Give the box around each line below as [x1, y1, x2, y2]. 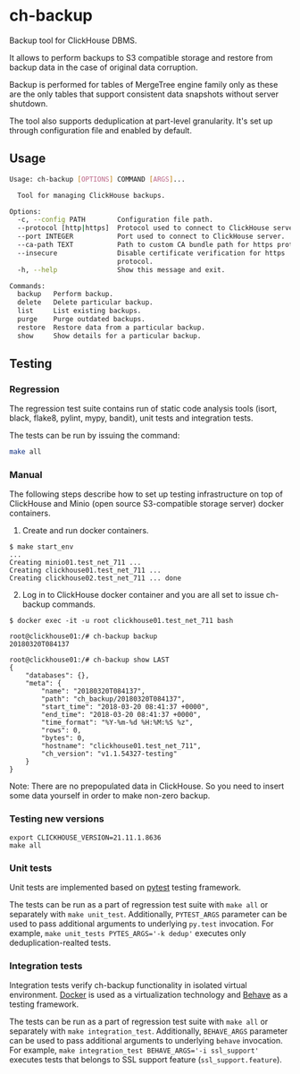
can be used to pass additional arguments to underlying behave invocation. [9, 1036, 283, 1046]
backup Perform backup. [17, 290, 114, 299]
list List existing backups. [17, 306, 142, 316]
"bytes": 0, [41, 734, 87, 743]
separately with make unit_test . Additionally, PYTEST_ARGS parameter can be [9, 909, 287, 920]
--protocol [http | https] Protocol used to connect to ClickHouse [17, 224, 270, 233]
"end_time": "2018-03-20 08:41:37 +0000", [41, 711, 202, 720]
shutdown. [9, 98, 48, 108]
